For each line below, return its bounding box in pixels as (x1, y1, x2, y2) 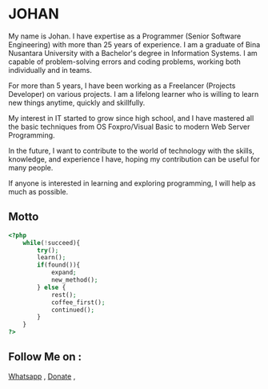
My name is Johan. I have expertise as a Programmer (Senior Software (8, 31, 242, 41)
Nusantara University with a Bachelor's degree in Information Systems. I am (8, 48, 258, 58)
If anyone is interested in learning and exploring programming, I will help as (8, 178, 256, 188)
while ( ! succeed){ (22, 239, 81, 247)
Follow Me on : (8, 350, 82, 364)
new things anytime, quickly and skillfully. (8, 98, 146, 107)
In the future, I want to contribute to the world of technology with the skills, (8, 146, 254, 155)
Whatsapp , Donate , (8, 371, 76, 381)
